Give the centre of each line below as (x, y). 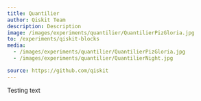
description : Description (44, 26)
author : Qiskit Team (37, 20)
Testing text (24, 90)
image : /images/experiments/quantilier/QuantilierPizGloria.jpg (101, 33)
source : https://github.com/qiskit (58, 70)
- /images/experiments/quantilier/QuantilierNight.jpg (93, 58)
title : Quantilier (33, 13)
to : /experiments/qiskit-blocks (53, 39)
